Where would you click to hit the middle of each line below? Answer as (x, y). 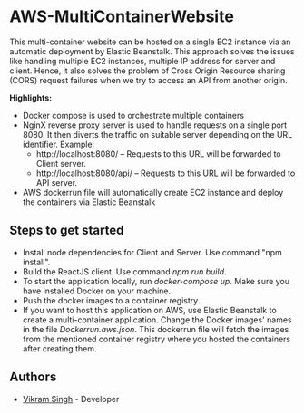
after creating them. (59, 348)
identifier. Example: (59, 144)
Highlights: (31, 98)
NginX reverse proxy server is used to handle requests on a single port (155, 125)
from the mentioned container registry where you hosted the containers (157, 339)
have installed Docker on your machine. (97, 291)
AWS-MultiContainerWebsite (122, 17)
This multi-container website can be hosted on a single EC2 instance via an (150, 42)
